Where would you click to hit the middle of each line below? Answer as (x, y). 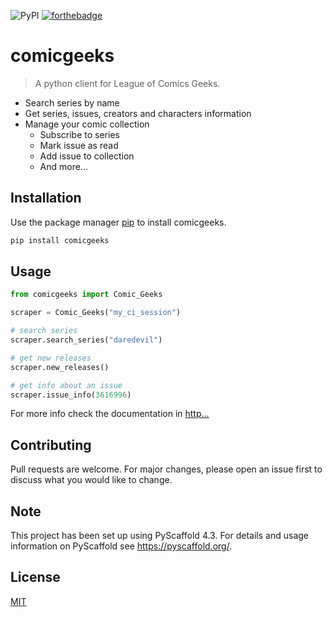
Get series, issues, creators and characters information (138, 113)
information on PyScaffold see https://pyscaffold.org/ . (121, 546)
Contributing (51, 445)
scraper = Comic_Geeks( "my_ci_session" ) (96, 313)
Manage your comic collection (87, 124)
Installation (46, 198)
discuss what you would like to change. (91, 480)
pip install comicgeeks (60, 240)
